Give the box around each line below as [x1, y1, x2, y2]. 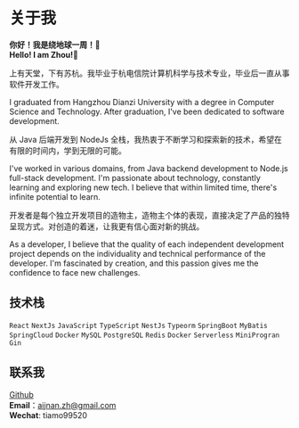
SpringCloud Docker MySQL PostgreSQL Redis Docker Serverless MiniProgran [9, 331, 280, 340]
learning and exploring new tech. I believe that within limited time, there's [9, 182, 278, 193]
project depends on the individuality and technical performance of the [9, 248, 266, 259]
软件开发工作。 [9, 78, 64, 89]
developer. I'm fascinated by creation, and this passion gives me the [9, 258, 260, 268]
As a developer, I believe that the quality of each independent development [9, 238, 285, 250]
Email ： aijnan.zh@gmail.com [9, 399, 117, 410]
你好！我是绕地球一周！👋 [9, 39, 101, 50]
